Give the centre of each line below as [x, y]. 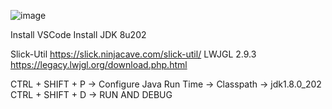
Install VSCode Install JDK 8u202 [78, 34]
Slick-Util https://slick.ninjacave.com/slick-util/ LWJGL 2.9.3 [133, 54]
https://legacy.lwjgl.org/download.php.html [99, 64]
